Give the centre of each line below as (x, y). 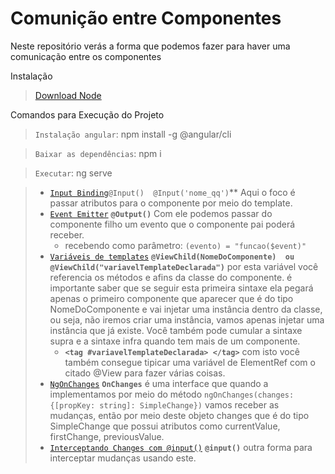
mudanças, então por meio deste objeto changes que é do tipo (179, 415)
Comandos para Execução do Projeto (87, 114)
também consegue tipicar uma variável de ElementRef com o (190, 362)
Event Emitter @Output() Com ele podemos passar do (161, 213)
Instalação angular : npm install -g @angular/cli (133, 134)
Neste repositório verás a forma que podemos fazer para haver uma (150, 46)
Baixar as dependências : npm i (98, 153)
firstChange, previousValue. (107, 436)
